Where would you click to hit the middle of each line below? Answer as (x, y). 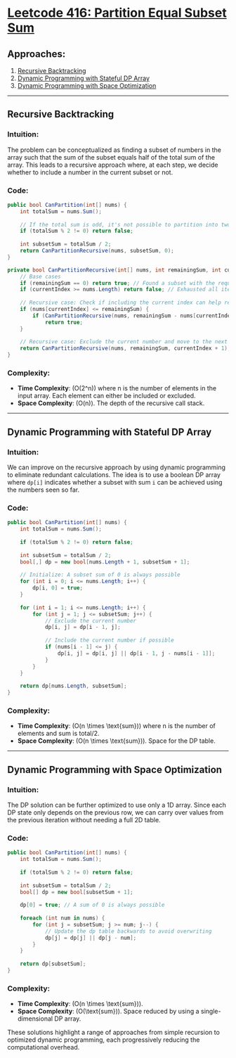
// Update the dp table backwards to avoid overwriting (128, 931)
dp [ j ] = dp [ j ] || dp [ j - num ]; (91, 938)
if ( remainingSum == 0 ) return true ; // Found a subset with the (118, 283)
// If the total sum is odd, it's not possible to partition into (119, 224)
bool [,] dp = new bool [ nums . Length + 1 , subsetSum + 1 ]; (105, 562)
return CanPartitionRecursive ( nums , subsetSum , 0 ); (97, 251)
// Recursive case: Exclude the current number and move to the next (124, 342)
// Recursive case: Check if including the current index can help (120, 303)
